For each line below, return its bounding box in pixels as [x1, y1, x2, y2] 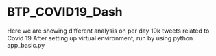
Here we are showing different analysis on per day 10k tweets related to [7, 27, 210, 35]
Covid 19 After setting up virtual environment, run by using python [7, 33, 193, 42]
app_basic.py [7, 41, 45, 49]
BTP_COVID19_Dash [7, 4, 123, 20]
